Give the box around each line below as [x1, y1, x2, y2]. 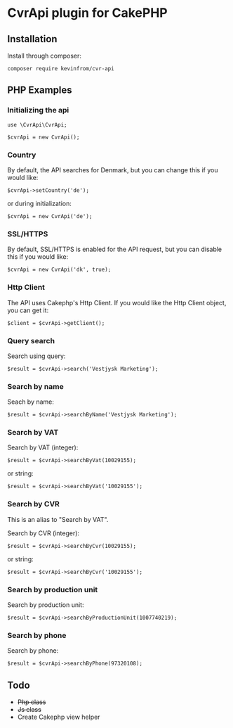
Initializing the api [7, 106, 69, 115]
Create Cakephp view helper [17, 713, 100, 722]
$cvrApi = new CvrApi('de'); [7, 212, 93, 219]
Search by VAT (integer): [7, 443, 79, 452]
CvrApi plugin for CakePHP [7, 5, 168, 21]
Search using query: [7, 352, 66, 360]
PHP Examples [7, 84, 72, 96]
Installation [7, 33, 58, 45]
